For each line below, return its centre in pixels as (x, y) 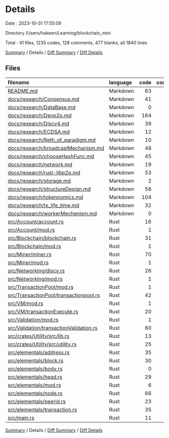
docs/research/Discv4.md (38, 123)
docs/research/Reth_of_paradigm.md (52, 140)
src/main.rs (21, 417)
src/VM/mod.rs (26, 303)
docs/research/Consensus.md (44, 99)
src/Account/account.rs (36, 221)
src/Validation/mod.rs (33, 319)
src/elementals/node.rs (35, 393)
